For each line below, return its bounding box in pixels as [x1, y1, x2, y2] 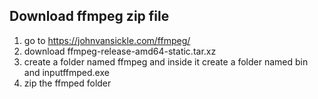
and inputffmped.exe [23, 66, 110, 78]
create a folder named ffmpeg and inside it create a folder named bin [23, 55, 309, 68]
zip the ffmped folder [23, 77, 112, 89]
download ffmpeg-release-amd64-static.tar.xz [23, 45, 217, 57]
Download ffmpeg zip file [9, 8, 170, 25]
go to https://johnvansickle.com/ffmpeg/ [23, 34, 191, 46]
